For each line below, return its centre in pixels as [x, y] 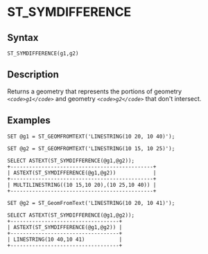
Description [33, 74]
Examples [29, 121]
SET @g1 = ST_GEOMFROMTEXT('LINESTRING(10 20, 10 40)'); [91, 136]
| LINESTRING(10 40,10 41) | [65, 239]
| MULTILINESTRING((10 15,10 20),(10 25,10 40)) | [82, 185]
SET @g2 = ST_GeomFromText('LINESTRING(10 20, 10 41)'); [91, 203]
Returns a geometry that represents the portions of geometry [95, 91]
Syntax [23, 38]
